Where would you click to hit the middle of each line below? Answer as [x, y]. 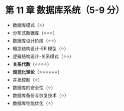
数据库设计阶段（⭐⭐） [35, 40]
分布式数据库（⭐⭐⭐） [35, 32]
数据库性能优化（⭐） [34, 103]
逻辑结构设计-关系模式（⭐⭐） [43, 56]
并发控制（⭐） [27, 79]
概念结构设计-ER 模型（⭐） [40, 48]
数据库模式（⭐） [29, 25]
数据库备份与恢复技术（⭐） [40, 95]
